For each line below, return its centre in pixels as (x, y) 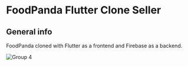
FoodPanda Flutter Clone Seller (84, 10)
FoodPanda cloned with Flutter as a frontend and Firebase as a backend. (94, 46)
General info (29, 32)
